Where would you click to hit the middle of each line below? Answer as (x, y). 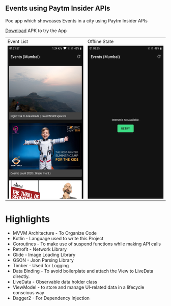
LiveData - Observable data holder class (55, 282)
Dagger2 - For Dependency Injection (51, 298)
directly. (21, 276)
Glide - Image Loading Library (44, 255)
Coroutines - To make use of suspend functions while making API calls (87, 244)
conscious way (28, 293)
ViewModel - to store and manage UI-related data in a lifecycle (78, 287)
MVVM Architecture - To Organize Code (55, 233)
